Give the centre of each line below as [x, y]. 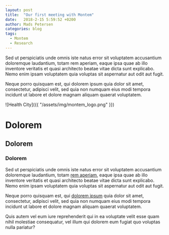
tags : [11, 34]
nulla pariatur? [20, 227]
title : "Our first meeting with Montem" [50, 15]
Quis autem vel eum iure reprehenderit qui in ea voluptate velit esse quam [82, 216]
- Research [21, 43]
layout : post [19, 10]
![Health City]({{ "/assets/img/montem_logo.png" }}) [60, 105]
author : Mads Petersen [29, 24]
